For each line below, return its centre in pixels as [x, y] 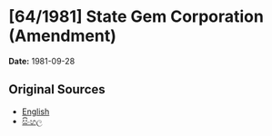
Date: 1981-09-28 [42, 61]
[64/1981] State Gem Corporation [136, 17]
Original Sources [57, 89]
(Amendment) [63, 36]
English [35, 112]
